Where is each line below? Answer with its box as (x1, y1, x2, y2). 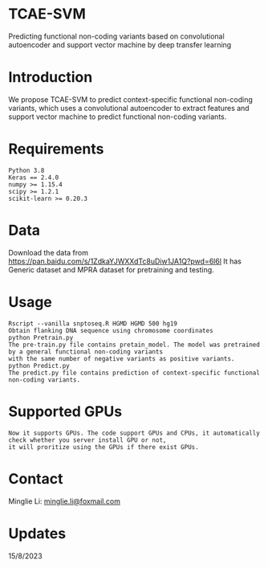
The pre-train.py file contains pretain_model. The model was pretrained (8, 341, 261, 349)
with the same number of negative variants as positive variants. (8, 354, 235, 362)
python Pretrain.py (8, 333, 74, 341)
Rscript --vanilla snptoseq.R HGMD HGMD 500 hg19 (8, 319, 178, 328)
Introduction (8, 68, 93, 87)
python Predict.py (8, 362, 70, 370)
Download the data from (8, 247, 88, 257)
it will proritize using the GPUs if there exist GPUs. (8, 443, 199, 451)
